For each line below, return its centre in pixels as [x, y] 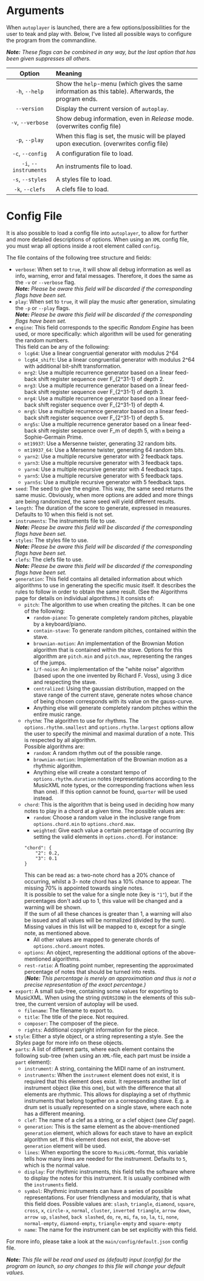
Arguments [36, 11]
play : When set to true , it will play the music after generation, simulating [105, 302]
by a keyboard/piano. [60, 624]
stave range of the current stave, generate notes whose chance [113, 695]
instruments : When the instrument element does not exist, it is [102, 1075]
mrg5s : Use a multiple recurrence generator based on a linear [100, 424]
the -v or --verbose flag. [45, 282]
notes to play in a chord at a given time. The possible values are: [105, 811]
